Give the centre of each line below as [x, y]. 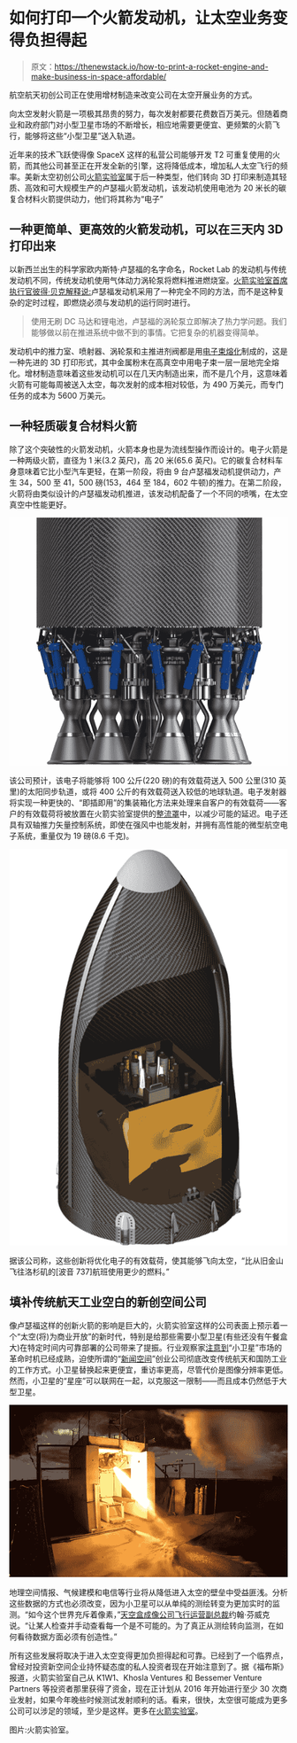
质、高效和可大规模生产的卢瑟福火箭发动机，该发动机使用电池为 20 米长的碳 [148, 188]
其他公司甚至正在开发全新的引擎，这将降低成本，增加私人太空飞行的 [156, 166]
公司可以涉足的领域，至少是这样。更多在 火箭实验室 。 [106, 1711]
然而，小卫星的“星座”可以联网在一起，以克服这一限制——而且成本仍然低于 [145, 1381]
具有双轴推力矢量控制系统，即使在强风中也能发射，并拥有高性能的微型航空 [145, 825]
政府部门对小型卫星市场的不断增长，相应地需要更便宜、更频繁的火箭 [148, 124]
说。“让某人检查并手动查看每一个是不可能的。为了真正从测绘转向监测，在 [143, 1626]
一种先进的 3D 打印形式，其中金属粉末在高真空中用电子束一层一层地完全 [141, 362]
